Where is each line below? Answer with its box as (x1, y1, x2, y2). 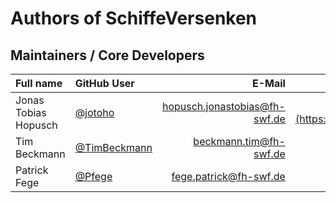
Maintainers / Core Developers (10, 47, 205, 64)
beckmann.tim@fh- (193, 135, 286, 148)
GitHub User (74, 77, 135, 90)
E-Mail (251, 77, 286, 90)
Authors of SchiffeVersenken (10, 7, 258, 30)
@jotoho (74, 106, 115, 119)
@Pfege (74, 170, 113, 183)
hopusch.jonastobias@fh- (161, 100, 286, 113)
